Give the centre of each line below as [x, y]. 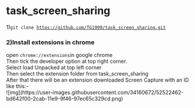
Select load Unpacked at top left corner [54, 67]
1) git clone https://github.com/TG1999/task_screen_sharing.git [86, 27]
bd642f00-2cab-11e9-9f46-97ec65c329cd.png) [65, 99]
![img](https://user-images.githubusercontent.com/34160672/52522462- [95, 93]
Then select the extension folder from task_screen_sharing [77, 74]
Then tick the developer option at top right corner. [67, 61]
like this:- [17, 86]
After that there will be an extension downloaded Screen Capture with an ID [98, 80]
